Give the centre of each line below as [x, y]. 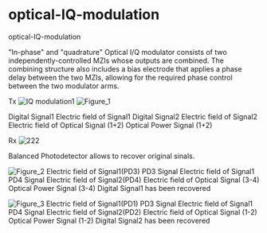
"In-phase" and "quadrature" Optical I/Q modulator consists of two [118, 52]
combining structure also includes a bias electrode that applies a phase [125, 68]
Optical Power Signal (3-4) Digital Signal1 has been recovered [110, 188]
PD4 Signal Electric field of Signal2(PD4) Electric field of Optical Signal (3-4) [134, 180]
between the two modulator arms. [64, 86]
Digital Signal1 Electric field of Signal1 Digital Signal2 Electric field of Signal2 [133, 116]
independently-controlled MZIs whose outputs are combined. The [116, 60]
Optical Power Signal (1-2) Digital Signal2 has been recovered [109, 220]
